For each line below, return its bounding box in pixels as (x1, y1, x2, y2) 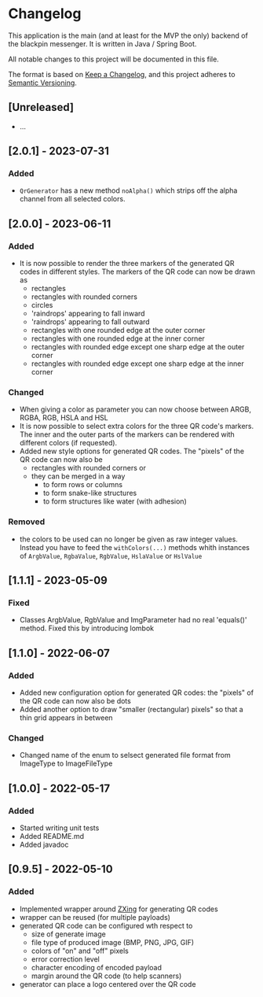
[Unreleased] (8, 101, 75, 114)
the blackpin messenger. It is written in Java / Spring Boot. (8, 39, 197, 48)
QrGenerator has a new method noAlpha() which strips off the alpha (19, 186, 238, 195)
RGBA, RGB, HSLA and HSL (19, 413, 108, 423)
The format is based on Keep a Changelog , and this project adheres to (8, 69, 236, 79)
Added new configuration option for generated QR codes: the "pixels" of (19, 688, 254, 697)
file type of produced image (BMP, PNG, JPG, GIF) (31, 937, 195, 947)
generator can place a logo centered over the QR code (19, 979, 196, 988)
